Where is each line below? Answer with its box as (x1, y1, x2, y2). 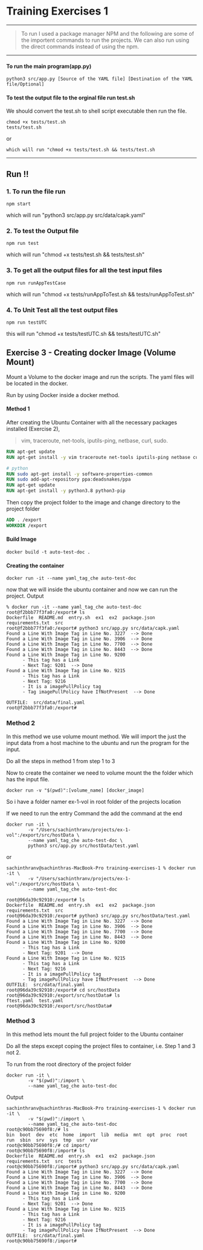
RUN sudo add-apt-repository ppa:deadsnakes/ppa (6, 476, 131, 483)
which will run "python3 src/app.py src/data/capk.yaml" (6, 212, 146, 219)
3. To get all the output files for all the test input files (6, 266, 163, 275)
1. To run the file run (6, 187, 66, 195)
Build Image (6, 535, 37, 543)
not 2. (6, 1049, 21, 1056)
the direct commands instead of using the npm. (21, 42, 140, 50)
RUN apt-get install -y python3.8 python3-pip (6, 488, 126, 494)
